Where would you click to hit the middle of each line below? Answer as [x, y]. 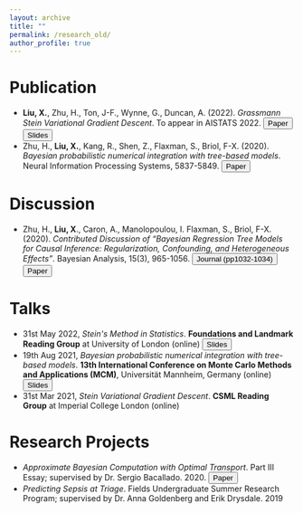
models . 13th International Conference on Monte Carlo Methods [170, 365]
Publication [53, 88]
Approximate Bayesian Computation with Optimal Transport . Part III [148, 467]
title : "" [28, 26]
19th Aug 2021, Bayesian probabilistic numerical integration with [142, 356]
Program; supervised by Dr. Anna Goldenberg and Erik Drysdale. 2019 [152, 498]
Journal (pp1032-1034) [234, 259]
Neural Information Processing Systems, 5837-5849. [121, 166]
